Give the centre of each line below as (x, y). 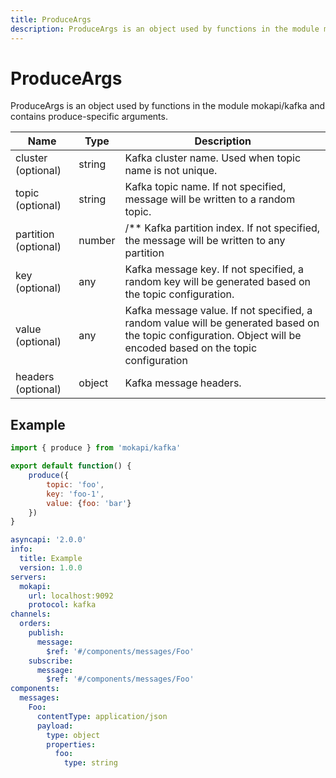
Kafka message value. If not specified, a (218, 311)
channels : (31, 614)
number (97, 241)
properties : (71, 744)
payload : (55, 726)
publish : (46, 633)
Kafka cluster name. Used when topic (213, 158)
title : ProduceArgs (51, 19)
